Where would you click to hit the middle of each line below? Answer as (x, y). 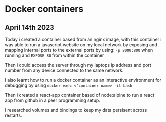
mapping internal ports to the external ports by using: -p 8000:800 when (79, 50)
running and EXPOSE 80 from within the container (55, 55)
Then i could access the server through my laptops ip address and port (78, 65)
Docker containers (44, 9)
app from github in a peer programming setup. (53, 100)
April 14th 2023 (30, 28)
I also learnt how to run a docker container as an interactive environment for (83, 80)
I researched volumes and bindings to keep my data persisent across (76, 110)
